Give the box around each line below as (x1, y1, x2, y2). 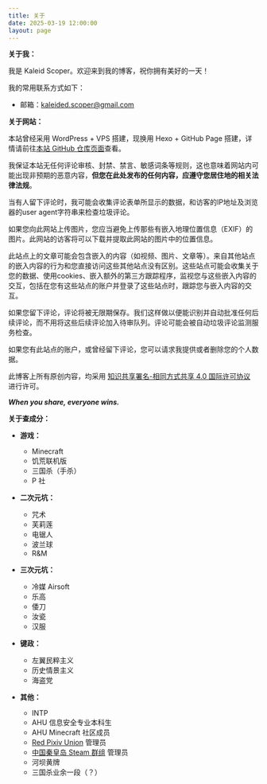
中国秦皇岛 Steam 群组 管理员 (31, 747, 129, 757)
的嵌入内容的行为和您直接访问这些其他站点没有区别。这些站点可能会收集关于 (8, 261, 259, 271)
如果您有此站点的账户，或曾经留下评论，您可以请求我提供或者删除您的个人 (8, 345, 252, 354)
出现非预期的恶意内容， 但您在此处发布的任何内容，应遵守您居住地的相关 (14, 170, 252, 180)
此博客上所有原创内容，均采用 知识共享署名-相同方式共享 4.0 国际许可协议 (8, 372, 251, 381)
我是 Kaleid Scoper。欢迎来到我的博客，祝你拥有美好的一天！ (8, 66, 210, 76)
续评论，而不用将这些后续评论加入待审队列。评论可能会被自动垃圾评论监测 (8, 318, 252, 327)
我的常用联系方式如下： (8, 83, 85, 92)
